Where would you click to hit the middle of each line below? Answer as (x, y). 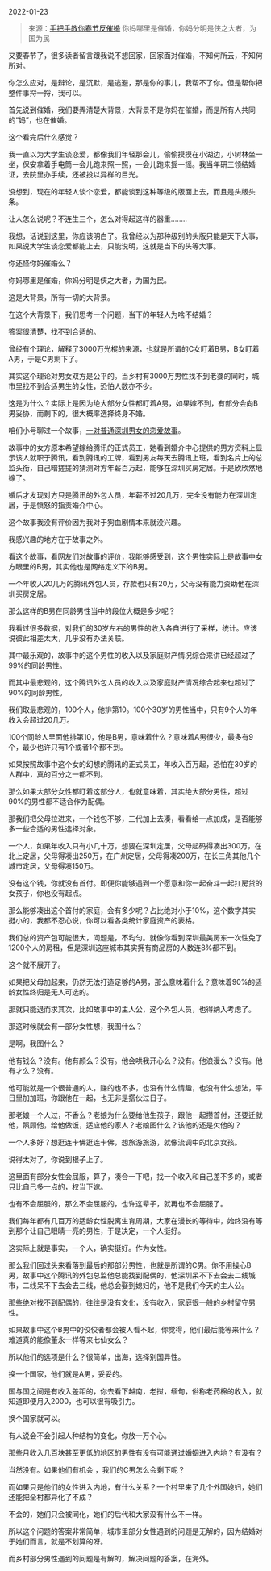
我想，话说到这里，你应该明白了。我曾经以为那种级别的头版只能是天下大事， (135, 236)
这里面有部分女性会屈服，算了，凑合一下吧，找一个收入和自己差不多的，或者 (135, 1176)
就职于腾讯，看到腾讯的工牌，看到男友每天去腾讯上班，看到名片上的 (142, 458)
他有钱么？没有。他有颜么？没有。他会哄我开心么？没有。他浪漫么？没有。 (132, 1061)
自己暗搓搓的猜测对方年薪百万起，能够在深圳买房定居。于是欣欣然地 (149, 468)
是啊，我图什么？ (37, 1043)
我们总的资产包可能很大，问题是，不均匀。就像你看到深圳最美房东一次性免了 (135, 938)
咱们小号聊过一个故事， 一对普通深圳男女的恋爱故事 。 (97, 430)
